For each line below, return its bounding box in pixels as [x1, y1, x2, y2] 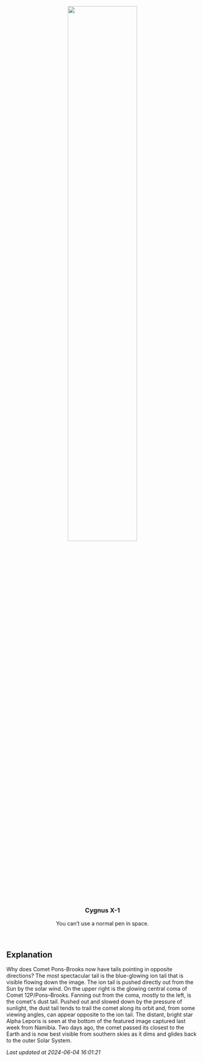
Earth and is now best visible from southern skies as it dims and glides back [6, 1030, 197, 1038]
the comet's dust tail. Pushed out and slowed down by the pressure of [6, 998, 183, 1005]
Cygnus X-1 [85, 906, 120, 914]
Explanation [6, 949, 53, 960]
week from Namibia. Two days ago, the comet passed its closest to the [6, 1024, 185, 1032]
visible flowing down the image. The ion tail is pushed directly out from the [6, 978, 194, 986]
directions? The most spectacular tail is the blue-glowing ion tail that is [6, 972, 184, 980]
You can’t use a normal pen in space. [55, 920, 149, 927]
